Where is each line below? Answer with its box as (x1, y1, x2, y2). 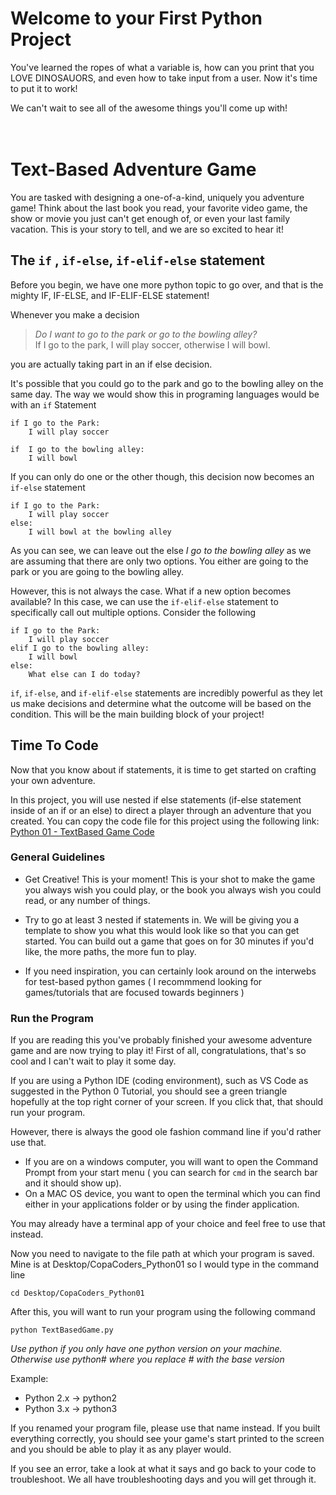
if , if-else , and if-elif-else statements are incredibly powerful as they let (10, 687, 323, 699)
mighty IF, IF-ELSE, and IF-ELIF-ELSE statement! (10, 289, 210, 301)
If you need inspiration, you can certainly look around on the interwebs (24, 965, 317, 977)
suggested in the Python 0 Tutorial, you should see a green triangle (10, 1085, 288, 1097)
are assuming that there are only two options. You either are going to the (10, 555, 309, 567)
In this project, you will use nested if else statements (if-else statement (10, 793, 302, 806)
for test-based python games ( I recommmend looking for (24, 975, 263, 987)
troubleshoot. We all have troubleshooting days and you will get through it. (10, 1473, 317, 1486)
